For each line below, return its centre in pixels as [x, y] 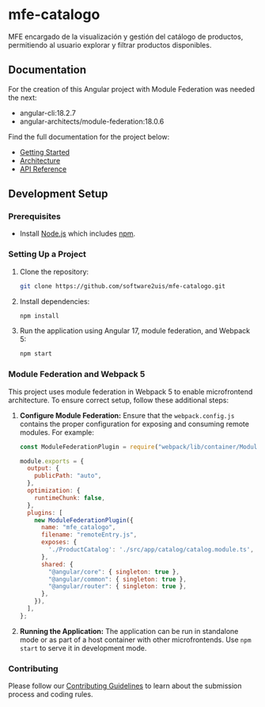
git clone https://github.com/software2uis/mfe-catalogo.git [123, 286]
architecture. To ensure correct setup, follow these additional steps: [119, 400]
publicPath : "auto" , [68, 476]
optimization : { [54, 491]
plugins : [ [45, 513]
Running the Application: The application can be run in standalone [129, 631]
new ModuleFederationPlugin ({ [84, 520]
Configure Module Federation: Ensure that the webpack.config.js [127, 415]
